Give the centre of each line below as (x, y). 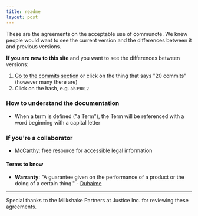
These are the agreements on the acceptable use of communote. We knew (97, 34)
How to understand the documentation (63, 103)
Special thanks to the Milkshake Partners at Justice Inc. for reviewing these (97, 201)
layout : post (22, 17)
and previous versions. (34, 46)
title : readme (24, 12)
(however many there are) (46, 82)
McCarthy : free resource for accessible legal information (83, 150)
